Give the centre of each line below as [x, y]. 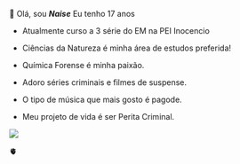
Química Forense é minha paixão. [83, 65]
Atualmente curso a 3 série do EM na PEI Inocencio [116, 31]
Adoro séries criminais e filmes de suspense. [104, 82]
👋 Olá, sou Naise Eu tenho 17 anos [72, 14]
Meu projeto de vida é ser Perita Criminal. [98, 117]
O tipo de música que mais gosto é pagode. [102, 99]
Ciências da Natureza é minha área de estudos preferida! [127, 48]
